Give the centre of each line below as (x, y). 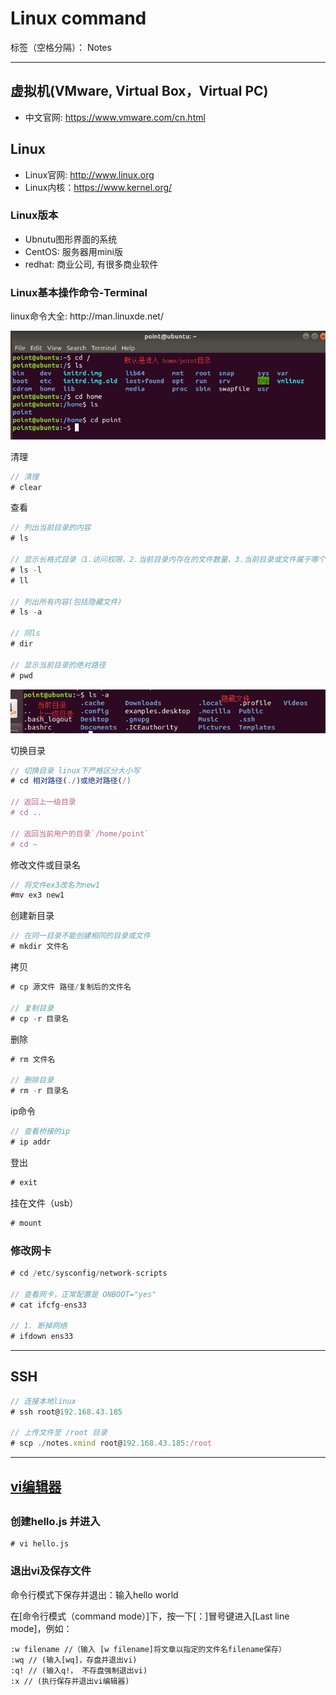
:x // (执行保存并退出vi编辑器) (70, 1681)
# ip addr (31, 1142)
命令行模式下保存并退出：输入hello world (94, 1594)
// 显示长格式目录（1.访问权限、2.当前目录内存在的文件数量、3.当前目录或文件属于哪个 (168, 560)
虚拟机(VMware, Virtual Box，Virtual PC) (139, 91)
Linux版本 (34, 215)
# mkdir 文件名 (39, 947)
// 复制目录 (32, 1008)
